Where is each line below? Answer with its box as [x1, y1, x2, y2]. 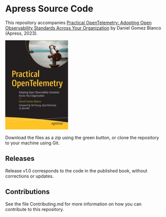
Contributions [5, 187, 50, 196]
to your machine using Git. [5, 140, 60, 146]
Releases [5, 154, 35, 163]
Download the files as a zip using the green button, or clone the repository [5, 134, 159, 140]
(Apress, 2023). [5, 30, 38, 36]
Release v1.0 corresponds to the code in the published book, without [5, 167, 147, 173]
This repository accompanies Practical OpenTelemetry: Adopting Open [5, 20, 152, 26]
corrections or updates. [5, 173, 54, 179]
